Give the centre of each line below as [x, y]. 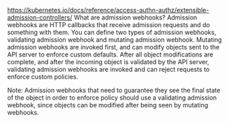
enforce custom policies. [43, 77]
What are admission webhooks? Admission [135, 17]
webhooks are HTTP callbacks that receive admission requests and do [109, 25]
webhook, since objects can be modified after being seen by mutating [108, 105]
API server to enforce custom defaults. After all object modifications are [110, 54]
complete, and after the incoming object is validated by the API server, [108, 62]
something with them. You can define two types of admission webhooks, [112, 32]
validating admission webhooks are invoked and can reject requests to [109, 69]
